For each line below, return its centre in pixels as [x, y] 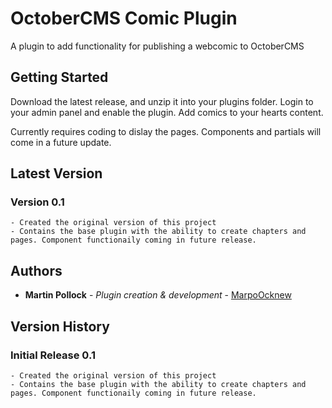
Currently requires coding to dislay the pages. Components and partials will [166, 131]
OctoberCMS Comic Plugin [124, 18]
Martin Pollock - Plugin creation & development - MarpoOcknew [158, 295]
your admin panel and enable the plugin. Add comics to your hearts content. [167, 112]
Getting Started [59, 77]
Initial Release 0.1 [53, 355]
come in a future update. [61, 142]
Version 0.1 [37, 202]
